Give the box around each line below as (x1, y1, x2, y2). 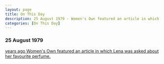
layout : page (5, 7, 32, 12)
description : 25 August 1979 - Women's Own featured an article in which (5, 16, 160, 21)
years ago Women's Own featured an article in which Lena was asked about (5, 48, 159, 54)
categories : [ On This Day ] (5, 21, 60, 26)
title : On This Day (5, 12, 45, 17)
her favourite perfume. (5, 53, 51, 59)
